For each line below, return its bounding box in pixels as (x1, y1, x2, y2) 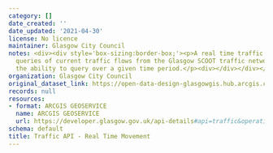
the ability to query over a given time (15, 65, 154, 73)
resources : (8, 95, 45, 103)
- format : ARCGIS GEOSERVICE (8, 102, 107, 110)
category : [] (8, 11, 53, 20)
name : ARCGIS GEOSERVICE (15, 110, 100, 118)
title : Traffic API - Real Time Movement (8, 132, 151, 140)
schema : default (8, 125, 63, 133)
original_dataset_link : (8, 79, 89, 87)
